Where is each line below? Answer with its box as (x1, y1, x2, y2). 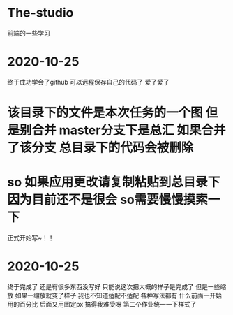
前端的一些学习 (7, 29, 50, 37)
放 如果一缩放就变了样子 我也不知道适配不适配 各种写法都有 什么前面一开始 (7, 291, 222, 300)
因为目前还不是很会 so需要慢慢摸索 (7, 192, 208, 207)
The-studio (7, 5, 74, 21)
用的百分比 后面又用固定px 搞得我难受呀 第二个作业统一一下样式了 (7, 300, 197, 308)
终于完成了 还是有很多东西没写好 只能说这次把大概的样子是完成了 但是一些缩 (7, 282, 227, 291)
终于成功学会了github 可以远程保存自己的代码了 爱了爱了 (7, 78, 170, 86)
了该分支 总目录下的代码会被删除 (7, 140, 194, 156)
